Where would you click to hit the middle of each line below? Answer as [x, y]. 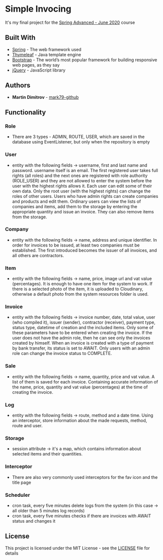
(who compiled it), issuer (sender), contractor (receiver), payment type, [84, 322]
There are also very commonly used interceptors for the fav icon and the [85, 477]
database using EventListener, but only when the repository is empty [81, 142]
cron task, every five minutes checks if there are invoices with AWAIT [81, 516]
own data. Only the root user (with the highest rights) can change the [81, 191]
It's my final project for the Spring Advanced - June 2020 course [70, 22]
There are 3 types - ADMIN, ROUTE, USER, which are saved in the [78, 137]
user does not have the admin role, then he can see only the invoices [81, 338]
